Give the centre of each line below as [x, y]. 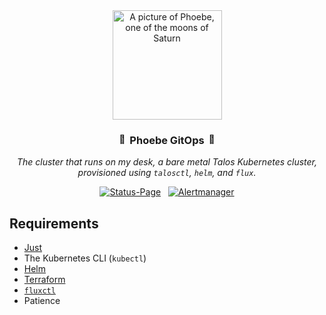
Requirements [54, 223]
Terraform [44, 280]
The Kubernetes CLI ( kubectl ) [85, 258]
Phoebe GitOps [167, 140]
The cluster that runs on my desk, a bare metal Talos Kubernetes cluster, [167, 162]
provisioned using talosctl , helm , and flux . [167, 173]
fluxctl [39, 291]
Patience [42, 301]
